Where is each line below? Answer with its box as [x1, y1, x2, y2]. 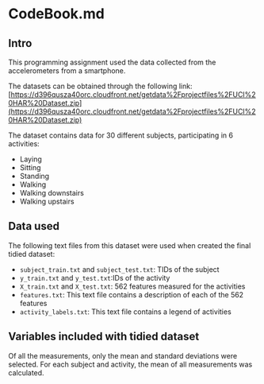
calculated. [8, 367, 45, 378]
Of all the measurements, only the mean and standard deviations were [8, 351, 238, 360]
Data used [8, 219, 59, 233]
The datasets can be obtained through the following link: [8, 81, 193, 91]
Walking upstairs [19, 196, 75, 206]
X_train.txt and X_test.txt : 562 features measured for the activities [19, 281, 246, 291]
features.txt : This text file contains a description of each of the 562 [19, 289, 244, 299]
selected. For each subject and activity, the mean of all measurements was [8, 359, 253, 369]
